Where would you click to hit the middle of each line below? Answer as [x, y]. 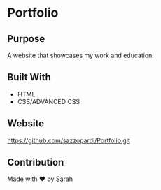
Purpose [26, 39]
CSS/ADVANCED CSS [49, 101]
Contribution [36, 162]
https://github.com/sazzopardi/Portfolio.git [69, 140]
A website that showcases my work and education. [80, 55]
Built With [29, 77]
